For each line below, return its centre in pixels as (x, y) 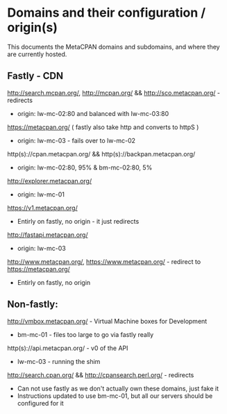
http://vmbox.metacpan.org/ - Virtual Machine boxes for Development (107, 321)
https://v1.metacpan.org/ (42, 208)
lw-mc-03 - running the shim (59, 361)
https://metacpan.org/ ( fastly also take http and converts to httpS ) (103, 127)
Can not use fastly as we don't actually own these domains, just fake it (118, 388)
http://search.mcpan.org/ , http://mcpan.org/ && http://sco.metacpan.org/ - (114, 92)
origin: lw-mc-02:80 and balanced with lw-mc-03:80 (93, 113)
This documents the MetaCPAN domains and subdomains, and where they (113, 47)
